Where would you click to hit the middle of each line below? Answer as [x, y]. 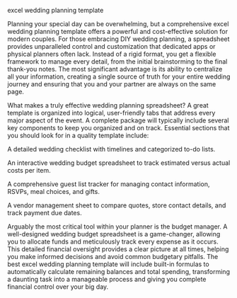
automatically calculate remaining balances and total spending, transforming [118, 271]
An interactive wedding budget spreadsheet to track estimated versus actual [119, 163]
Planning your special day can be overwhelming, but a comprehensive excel [118, 24]
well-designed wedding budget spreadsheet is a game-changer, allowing [114, 234]
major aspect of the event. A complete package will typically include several [118, 120]
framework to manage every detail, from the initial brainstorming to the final [117, 62]
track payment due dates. [45, 213]
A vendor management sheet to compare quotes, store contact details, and [117, 205]
